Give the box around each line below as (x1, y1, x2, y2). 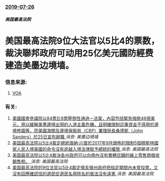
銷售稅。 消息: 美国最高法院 (12, 158, 68, 164)
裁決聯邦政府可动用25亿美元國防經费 (5, 48, 154, 59)
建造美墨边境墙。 (5, 60, 75, 71)
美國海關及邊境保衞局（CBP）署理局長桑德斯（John (38, 128, 143, 134)
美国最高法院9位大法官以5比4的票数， (5, 35, 160, 46)
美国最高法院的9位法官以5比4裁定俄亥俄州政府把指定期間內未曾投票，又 (12, 165, 158, 171)
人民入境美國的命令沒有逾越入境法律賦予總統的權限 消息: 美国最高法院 (16, 146, 158, 152)
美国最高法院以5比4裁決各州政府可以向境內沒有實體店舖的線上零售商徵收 (12, 152, 160, 158)
